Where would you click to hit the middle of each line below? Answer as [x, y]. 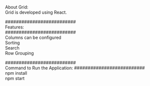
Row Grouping [20, 53]
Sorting [12, 43]
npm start [15, 78]
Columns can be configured [33, 37]
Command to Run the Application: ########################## [75, 68]
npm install [16, 73]
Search [12, 48]
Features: [15, 27]
